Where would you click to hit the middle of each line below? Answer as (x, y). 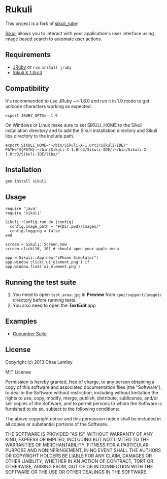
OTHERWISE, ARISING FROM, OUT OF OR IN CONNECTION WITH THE (79, 466)
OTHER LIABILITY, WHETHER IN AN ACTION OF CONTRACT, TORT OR (79, 461)
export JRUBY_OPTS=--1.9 (31, 116)
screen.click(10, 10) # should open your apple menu (62, 249)
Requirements (28, 55)
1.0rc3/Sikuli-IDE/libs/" (32, 154)
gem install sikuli (26, 181)
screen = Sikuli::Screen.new (36, 245)
